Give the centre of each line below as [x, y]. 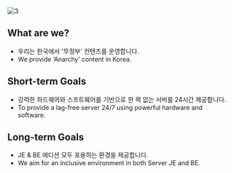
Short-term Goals [47, 82]
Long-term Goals [46, 137]
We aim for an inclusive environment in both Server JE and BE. [109, 163]
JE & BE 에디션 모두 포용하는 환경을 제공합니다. [83, 155]
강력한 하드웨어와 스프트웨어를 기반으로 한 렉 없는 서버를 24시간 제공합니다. [122, 99]
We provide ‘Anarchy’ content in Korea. [74, 59]
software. [32, 115]
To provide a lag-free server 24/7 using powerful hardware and [110, 107]
